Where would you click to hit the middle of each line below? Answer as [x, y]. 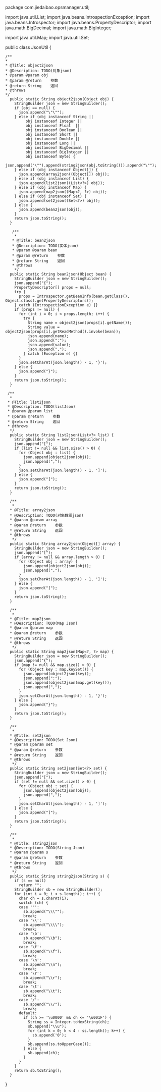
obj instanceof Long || [50, 143]
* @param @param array [34, 520]
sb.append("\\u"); [47, 1026]
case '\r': [30, 973]
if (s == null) [30, 881]
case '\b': [30, 934]
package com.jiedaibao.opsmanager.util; [47, 7]
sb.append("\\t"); [43, 991]
